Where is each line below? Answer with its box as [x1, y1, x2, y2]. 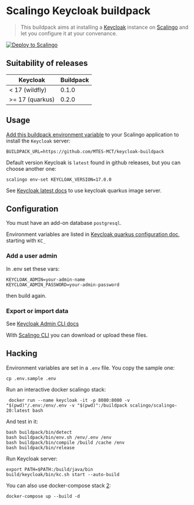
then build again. [6, 292, 47, 299]
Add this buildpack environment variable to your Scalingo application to [6, 131, 179, 138]
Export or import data [6, 307, 69, 315]
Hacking [6, 348, 38, 358]
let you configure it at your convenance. [20, 29, 118, 36]
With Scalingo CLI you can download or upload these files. [6, 331, 148, 338]
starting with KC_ [6, 237, 46, 244]
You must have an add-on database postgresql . [6, 220, 122, 227]
